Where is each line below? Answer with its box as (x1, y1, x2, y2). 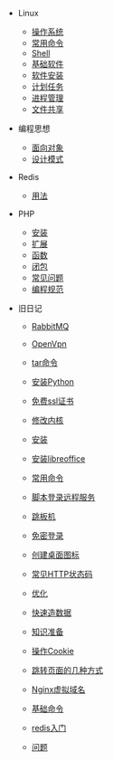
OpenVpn (31, 338, 68, 349)
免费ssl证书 (31, 395, 74, 406)
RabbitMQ (31, 321, 70, 331)
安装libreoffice (31, 453, 86, 464)
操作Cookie (31, 646, 74, 656)
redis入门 (31, 723, 67, 733)
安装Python (31, 376, 75, 387)
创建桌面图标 (31, 549, 80, 560)
